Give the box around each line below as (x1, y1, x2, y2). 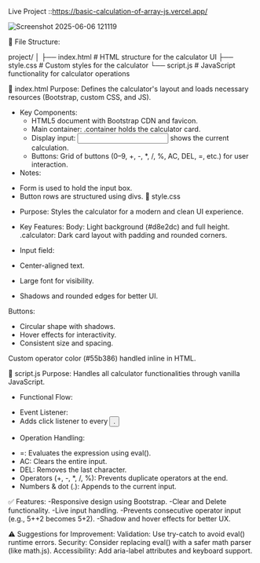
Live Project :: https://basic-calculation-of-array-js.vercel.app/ (8, 7, 208, 16)
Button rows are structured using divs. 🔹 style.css (19, 192, 181, 201)
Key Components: (19, 108, 78, 117)
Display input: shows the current (31, 133, 229, 142)
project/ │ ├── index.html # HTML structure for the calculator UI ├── (8, 53, 234, 61)
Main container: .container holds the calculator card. (31, 125, 201, 133)
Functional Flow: (19, 393, 73, 401)
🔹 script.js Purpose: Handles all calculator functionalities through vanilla (8, 369, 240, 378)
